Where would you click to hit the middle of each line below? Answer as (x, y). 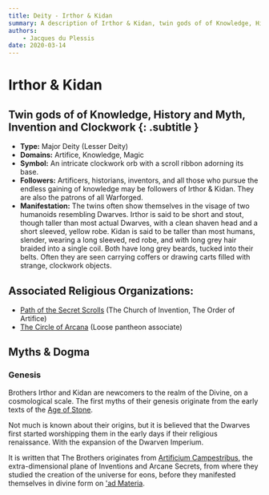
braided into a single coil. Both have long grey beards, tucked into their (137, 248)
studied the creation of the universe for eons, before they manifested (122, 474)
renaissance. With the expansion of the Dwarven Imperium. (106, 442)
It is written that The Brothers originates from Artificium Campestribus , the (131, 457)
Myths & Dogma (49, 352)
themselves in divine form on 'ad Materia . (77, 483)
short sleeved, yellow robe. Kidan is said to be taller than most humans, (137, 231)
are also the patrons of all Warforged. (81, 198)
